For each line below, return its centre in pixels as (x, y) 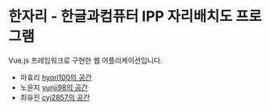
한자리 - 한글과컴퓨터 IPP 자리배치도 (120, 16)
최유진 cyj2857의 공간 (55, 97)
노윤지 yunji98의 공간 (54, 87)
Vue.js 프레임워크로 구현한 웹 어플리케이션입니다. (85, 60)
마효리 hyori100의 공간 (56, 77)
